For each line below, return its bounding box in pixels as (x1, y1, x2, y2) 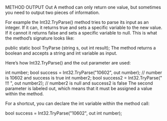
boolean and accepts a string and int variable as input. (5, 50, 118, 56)
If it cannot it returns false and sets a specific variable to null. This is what (5, 30, 157, 35)
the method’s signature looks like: (5, 35, 75, 41)
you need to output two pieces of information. (5, 9, 100, 15)
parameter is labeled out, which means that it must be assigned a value (5, 85, 152, 91)
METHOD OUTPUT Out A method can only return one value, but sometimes (5, 4, 161, 10)
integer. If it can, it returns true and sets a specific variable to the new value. (5, 24, 162, 30)
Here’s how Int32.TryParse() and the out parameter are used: (5, 60, 131, 65)
